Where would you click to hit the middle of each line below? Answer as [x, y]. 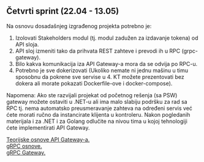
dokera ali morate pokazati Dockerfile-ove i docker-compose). [94, 83]
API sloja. [27, 44]
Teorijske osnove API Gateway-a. [48, 139]
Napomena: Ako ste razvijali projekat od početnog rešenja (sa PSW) [92, 95]
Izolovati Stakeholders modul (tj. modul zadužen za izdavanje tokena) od [107, 38]
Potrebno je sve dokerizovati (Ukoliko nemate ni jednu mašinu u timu [102, 70]
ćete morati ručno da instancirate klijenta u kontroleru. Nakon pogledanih [98, 114]
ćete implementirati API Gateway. [48, 127]
